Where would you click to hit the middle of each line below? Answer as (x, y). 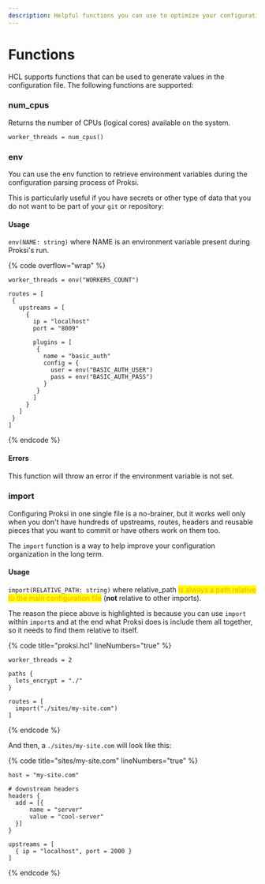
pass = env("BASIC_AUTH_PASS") (102, 377)
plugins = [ (52, 342)
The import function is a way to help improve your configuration (112, 546)
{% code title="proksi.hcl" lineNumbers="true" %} (90, 646)
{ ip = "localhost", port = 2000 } (74, 852)
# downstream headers (44, 789)
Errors (19, 458)
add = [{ (30, 803)
